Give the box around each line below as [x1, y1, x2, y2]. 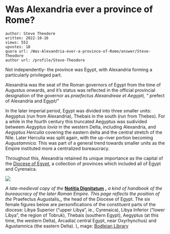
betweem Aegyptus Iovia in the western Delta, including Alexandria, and [5, 124, 156, 130]
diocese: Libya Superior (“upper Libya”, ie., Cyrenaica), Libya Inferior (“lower [5, 207, 165, 213]
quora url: [5, 49, 28, 54]
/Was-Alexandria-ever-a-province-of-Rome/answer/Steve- [30, 49, 151, 54]
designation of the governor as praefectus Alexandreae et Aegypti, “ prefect [5, 92, 165, 98]
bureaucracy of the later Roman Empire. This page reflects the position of [5, 190, 160, 197]
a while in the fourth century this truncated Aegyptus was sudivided [5, 118, 147, 125]
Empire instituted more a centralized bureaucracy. [5, 145, 110, 151]
